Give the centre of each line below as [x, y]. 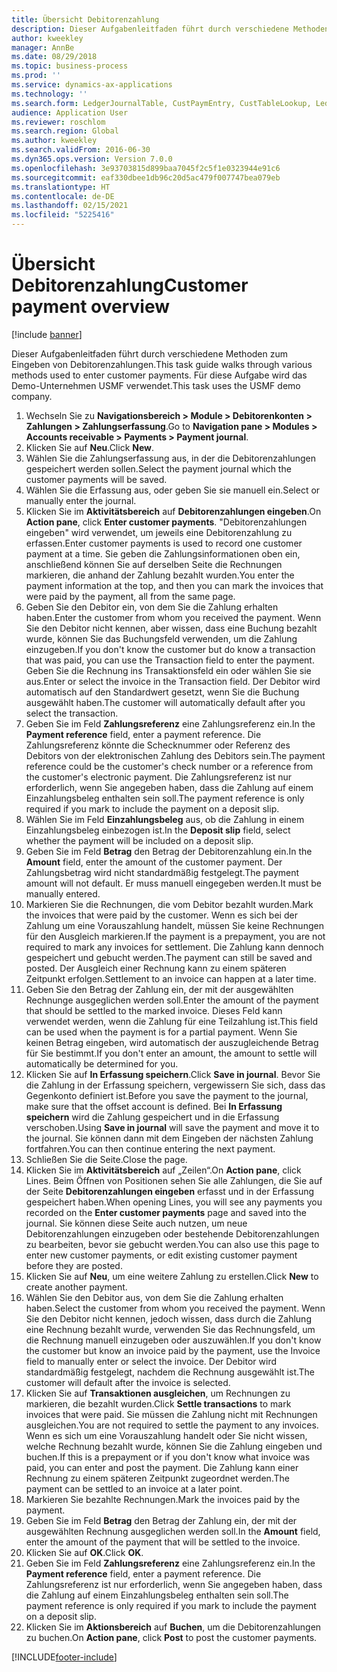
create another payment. [76, 1287]
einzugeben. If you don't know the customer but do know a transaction [170, 649]
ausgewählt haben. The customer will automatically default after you [165, 702]
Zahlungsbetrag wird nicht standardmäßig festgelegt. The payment [162, 872]
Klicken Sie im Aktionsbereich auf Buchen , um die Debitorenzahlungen [173, 1627]
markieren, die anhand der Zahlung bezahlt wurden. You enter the [160, 575]
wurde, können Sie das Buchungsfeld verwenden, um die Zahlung [161, 638]
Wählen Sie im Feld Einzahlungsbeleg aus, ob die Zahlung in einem [165, 819]
